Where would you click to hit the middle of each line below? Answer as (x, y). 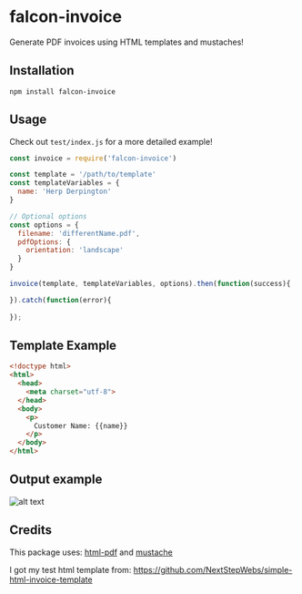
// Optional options (49, 216)
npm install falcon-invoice (63, 92)
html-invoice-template (51, 579)
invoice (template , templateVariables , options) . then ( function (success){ (150, 284)
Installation (42, 71)
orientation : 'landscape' (75, 251)
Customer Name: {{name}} (81, 425)
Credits (31, 530)
